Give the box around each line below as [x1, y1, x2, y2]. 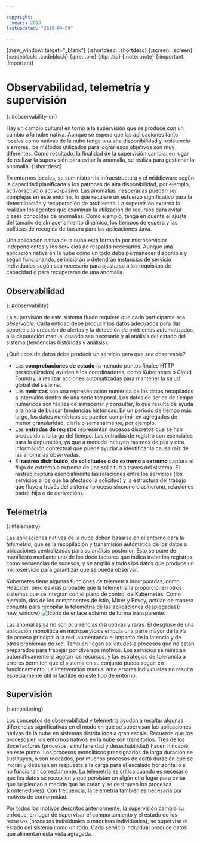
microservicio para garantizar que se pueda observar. [6, 566, 139, 573]
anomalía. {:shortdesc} [6, 163, 63, 170]
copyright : [6, 14, 33, 20]
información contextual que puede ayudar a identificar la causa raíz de [14, 445, 189, 452]
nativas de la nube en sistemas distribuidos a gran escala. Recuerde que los [6, 729, 193, 736]
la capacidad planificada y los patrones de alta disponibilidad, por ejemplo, [6, 181, 190, 188]
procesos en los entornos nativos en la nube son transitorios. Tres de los [6, 736, 185, 743]
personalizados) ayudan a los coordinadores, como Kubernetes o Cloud [14, 369, 192, 376]
